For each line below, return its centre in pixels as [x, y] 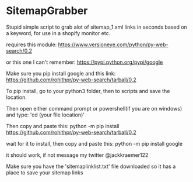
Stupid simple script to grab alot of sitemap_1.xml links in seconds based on [97, 27]
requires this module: [31, 44]
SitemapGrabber [47, 11]
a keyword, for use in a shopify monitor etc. [58, 33]
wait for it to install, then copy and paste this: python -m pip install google [94, 143]
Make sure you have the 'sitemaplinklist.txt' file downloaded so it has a [91, 166]
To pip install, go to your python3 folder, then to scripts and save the [88, 91]
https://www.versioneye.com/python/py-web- [113, 44]
